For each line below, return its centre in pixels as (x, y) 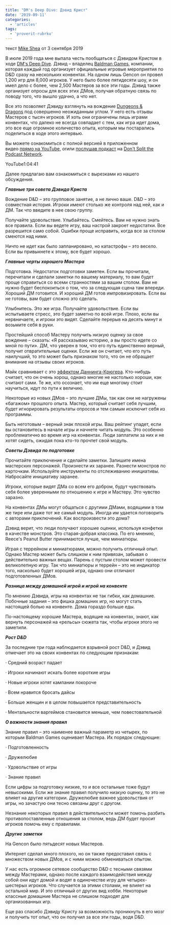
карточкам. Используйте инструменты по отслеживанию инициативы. (82, 471)
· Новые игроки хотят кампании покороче (51, 682)
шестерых (16, 885)
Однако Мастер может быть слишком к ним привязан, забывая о (77, 554)
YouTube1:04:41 (22, 164)
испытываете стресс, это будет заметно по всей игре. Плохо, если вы (82, 314)
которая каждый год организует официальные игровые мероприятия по (84, 69)
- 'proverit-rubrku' (32, 34)
